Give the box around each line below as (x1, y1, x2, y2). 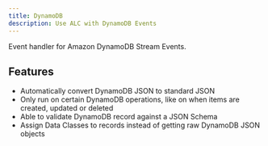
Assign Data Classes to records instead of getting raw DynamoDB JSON (19, 120, 261, 130)
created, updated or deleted (19, 103, 114, 113)
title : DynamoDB (8, 11, 63, 20)
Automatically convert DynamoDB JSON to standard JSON (19, 86, 216, 96)
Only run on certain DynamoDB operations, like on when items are (19, 94, 240, 105)
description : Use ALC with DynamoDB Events (8, 19, 157, 27)
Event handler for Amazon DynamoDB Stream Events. (8, 41, 187, 51)
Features (8, 65, 54, 78)
